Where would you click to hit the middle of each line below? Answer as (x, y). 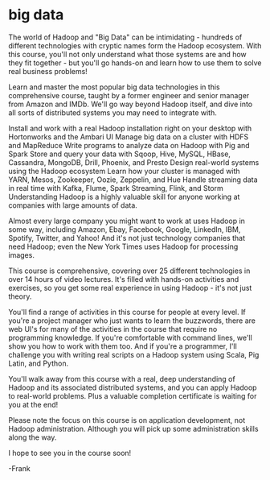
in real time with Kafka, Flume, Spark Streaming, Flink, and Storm (116, 188)
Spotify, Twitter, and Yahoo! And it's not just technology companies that (127, 238)
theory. (20, 296)
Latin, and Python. (39, 363)
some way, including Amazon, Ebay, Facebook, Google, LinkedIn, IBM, (125, 229)
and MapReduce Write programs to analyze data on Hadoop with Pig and (129, 145)
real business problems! (48, 71)
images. (21, 254)
